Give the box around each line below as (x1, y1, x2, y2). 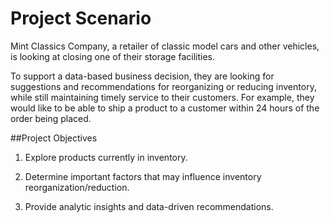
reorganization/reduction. (24, 181, 130, 193)
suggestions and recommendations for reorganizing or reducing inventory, (10, 80, 317, 92)
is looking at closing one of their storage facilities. (10, 50, 215, 62)
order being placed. (10, 112, 92, 124)
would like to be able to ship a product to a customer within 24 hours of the (10, 102, 320, 114)
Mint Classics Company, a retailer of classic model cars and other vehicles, (10, 40, 320, 52)
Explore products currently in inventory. (24, 151, 188, 163)
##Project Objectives (10, 132, 98, 144)
